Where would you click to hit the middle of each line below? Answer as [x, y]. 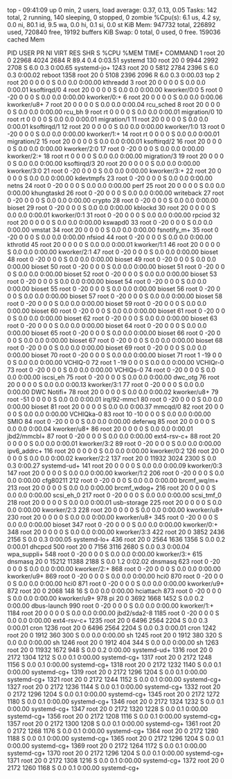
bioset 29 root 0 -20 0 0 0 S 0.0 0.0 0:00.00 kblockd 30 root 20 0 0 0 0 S [111, 208]
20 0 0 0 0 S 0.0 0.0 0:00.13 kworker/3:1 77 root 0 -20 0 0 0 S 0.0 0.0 [106, 385]
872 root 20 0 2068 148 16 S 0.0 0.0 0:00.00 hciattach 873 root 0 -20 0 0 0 [114, 591]
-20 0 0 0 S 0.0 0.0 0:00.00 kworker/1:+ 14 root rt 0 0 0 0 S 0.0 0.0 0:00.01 [114, 134]
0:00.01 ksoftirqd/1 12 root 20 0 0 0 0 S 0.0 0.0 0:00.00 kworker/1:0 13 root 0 [116, 127]
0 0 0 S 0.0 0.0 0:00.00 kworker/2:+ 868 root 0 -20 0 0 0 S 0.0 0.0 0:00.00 [114, 569]
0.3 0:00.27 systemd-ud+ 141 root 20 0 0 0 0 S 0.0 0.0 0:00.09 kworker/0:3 [115, 465]
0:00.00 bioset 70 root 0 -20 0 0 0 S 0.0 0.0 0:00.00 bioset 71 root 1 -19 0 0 [115, 355]
